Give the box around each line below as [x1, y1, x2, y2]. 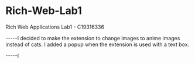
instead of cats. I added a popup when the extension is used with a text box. [5, 41, 190, 48]
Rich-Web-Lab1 [5, 4, 83, 17]
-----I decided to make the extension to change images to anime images [5, 34, 180, 41]
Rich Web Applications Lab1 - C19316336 [5, 23, 105, 30]
